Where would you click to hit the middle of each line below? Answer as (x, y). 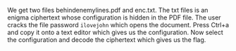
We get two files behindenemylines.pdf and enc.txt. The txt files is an (108, 10)
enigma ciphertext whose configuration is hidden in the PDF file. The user (114, 17)
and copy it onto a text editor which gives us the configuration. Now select (115, 32)
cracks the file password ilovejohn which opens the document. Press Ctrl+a (118, 25)
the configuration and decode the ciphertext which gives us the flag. (107, 40)
